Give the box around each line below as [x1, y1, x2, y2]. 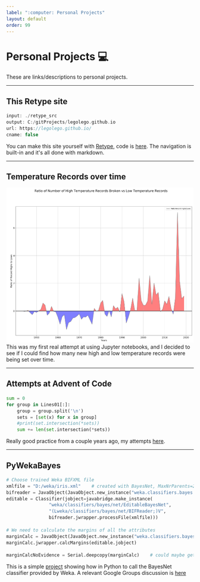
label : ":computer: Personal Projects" [6, 10, 105, 15]
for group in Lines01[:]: [6, 402, 70, 407]
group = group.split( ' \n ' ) [17, 408, 84, 414]
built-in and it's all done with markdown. [6, 149, 105, 156]
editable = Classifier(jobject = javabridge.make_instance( [6, 496, 153, 502]
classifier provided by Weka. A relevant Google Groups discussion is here [6, 569, 186, 577]
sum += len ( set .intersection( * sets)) [17, 427, 111, 433]
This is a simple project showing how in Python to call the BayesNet [6, 563, 172, 570]
